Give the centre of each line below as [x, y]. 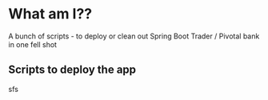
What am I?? [50, 14]
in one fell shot [33, 44]
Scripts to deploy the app [72, 70]
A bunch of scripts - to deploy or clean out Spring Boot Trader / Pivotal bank [134, 36]
